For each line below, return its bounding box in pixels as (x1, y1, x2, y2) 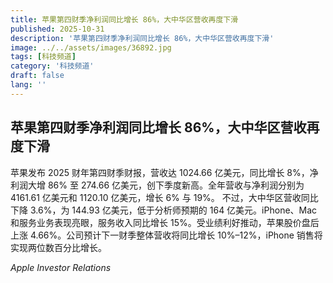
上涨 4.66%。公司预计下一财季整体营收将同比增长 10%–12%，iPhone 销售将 (10, 229, 323, 241)
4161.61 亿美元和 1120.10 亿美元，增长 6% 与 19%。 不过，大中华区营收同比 (10, 191, 319, 203)
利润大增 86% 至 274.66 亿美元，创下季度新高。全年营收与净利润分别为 (10, 179, 305, 191)
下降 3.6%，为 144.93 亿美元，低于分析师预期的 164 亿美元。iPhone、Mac (10, 204, 318, 216)
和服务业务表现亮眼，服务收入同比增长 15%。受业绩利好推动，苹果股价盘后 (10, 216, 320, 228)
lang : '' (10, 80, 47, 90)
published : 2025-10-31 (10, 24, 105, 34)
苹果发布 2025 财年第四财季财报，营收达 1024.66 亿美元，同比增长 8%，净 (10, 166, 319, 178)
